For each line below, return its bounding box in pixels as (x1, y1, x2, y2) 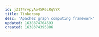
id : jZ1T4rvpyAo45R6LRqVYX (5, 7, 60, 12)
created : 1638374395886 (5, 25, 54, 30)
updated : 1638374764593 (5, 20, 54, 25)
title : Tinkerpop (5, 12, 40, 16)
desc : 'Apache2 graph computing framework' (5, 16, 95, 21)
